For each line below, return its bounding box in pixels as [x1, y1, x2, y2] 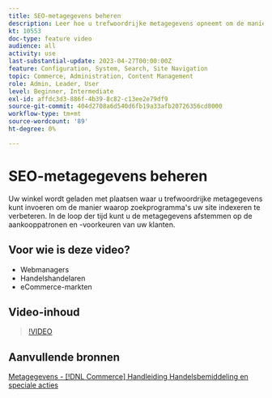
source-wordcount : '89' [8, 118, 89, 126]
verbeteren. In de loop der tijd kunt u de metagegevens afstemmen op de [8, 211, 253, 220]
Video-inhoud [8, 305, 80, 319]
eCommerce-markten [19, 281, 93, 292]
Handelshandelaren [19, 273, 86, 283]
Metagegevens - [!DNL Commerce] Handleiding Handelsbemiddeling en [8, 372, 249, 382]
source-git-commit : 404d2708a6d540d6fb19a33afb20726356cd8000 [8, 102, 223, 110]
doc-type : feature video [8, 34, 92, 43]
